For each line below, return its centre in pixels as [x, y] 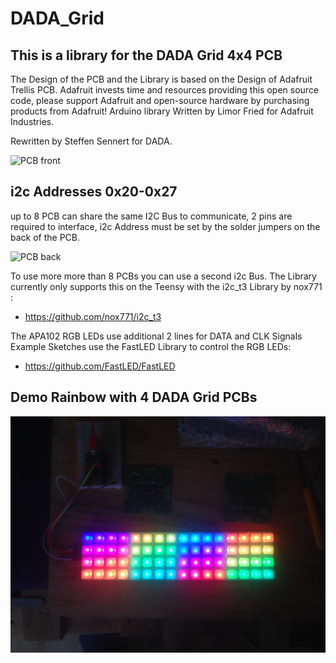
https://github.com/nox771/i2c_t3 [93, 316]
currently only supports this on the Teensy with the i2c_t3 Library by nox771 [166, 286]
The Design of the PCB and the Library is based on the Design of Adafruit [161, 79]
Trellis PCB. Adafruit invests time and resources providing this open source [165, 90]
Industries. [32, 121]
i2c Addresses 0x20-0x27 [94, 192]
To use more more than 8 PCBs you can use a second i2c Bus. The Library [163, 276]
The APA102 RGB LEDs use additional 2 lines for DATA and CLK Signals [156, 336]
